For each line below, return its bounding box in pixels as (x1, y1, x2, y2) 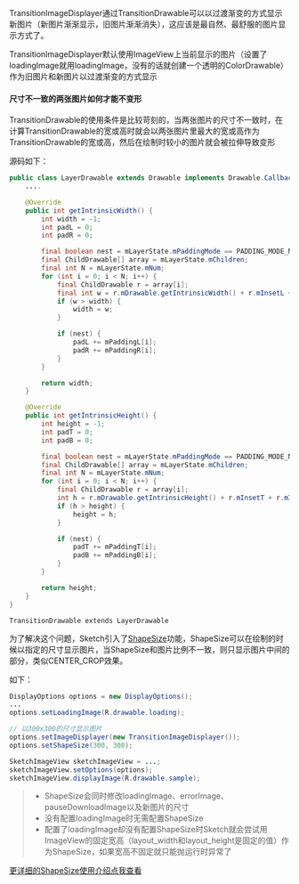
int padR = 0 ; (41, 231, 93, 240)
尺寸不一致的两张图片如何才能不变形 (9, 93, 142, 104)
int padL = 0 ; (41, 223, 93, 231)
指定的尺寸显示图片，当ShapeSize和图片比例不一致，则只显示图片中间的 (24, 644, 290, 654)
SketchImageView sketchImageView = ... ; (9, 757, 162, 766)
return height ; (41, 583, 98, 592)
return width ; (41, 378, 93, 387)
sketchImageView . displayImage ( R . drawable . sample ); (9, 774, 201, 783)
